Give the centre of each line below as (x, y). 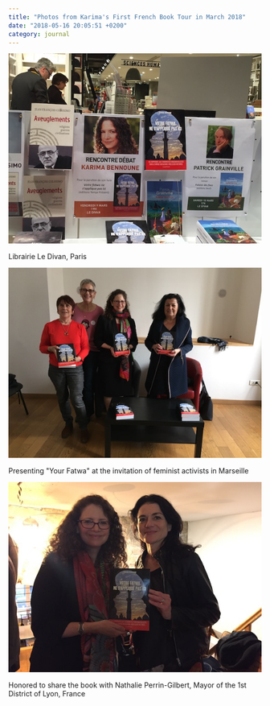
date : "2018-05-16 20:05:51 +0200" (68, 25)
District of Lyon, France (47, 694)
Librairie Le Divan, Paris (47, 257)
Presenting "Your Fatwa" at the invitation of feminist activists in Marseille (129, 471)
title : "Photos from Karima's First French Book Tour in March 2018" (127, 17)
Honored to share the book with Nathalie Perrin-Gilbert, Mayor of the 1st (127, 685)
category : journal (39, 34)
